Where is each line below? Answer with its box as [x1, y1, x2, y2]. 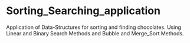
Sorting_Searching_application [6, 4, 161, 18]
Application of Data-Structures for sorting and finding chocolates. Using [6, 24, 182, 31]
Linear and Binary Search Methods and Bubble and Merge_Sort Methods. [6, 29, 184, 37]
